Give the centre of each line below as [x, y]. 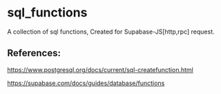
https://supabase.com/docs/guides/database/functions [86, 83]
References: [34, 53]
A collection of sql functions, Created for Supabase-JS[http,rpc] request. [111, 32]
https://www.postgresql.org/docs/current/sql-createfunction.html [100, 69]
